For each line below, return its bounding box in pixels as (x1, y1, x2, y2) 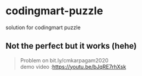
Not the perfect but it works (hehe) (5, 41, 137, 51)
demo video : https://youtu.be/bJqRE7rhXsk (20, 63, 127, 70)
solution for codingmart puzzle (5, 24, 81, 31)
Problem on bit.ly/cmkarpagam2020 (20, 56, 109, 64)
